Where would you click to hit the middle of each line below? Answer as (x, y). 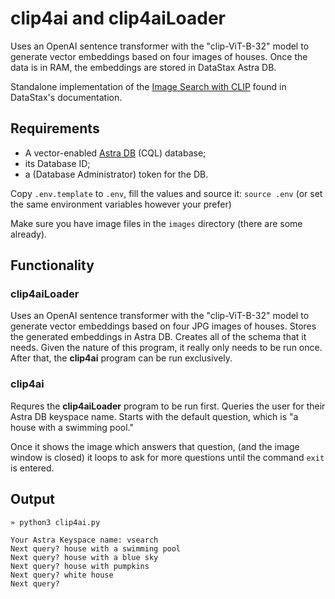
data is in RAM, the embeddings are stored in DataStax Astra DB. (143, 67)
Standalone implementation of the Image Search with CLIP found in (148, 86)
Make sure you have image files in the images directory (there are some (156, 223)
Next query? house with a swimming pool (96, 548)
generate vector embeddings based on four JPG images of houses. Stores (163, 326)
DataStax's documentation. (66, 97)
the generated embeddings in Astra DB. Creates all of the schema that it (158, 337)
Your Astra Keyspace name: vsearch (84, 540)
